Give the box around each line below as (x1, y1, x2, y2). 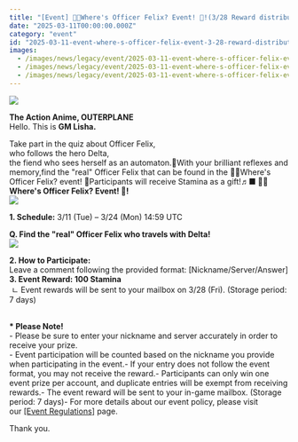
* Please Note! (9, 320, 64, 331)
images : (9, 46, 38, 55)
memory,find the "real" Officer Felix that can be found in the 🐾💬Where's (9, 166, 271, 178)
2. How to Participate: (9, 255, 91, 265)
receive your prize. (9, 339, 78, 351)
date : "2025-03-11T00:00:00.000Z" (9, 21, 137, 30)
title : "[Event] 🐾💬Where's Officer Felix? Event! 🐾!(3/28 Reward (9, 12, 255, 22)
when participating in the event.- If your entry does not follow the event (9, 359, 271, 369)
